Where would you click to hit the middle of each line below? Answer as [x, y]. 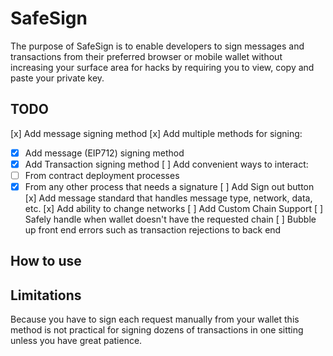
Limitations [46, 295]
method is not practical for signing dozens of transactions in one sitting [157, 330]
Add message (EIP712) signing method [104, 153]
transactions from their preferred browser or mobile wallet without [146, 56]
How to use [46, 261]
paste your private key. [57, 78]
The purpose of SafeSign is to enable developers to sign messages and [157, 46]
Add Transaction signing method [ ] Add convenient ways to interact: [166, 164]
